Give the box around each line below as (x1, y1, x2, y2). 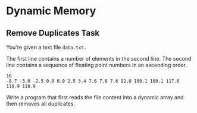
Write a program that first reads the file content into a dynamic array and (6, 94, 184, 101)
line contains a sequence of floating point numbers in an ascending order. (6, 61, 187, 68)
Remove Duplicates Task (6, 28, 100, 38)
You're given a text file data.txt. (6, 43, 87, 51)
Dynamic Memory (6, 4, 96, 18)
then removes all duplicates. (6, 100, 76, 107)
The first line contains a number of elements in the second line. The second (6, 55, 192, 62)
